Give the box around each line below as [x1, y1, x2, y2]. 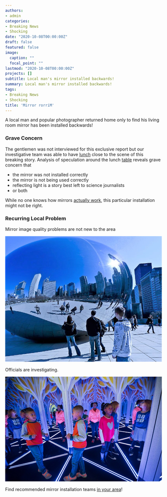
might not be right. [5, 202, 43, 208]
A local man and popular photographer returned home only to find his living [5, 117, 160, 123]
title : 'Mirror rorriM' [5, 103, 55, 108]
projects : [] [5, 71, 32, 76]
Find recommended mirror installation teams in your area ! [5, 487, 123, 493]
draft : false [5, 40, 32, 45]
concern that [5, 162, 31, 168]
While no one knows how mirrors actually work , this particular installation [5, 197, 155, 203]
